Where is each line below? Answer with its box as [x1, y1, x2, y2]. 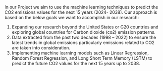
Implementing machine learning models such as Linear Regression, [11, 50, 149, 56]
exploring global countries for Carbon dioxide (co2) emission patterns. [11, 29, 156, 35]
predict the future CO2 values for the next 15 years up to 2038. [11, 61, 140, 66]
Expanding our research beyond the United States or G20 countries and [11, 24, 159, 30]
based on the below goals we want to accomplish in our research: [4, 15, 139, 20]
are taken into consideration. [11, 45, 70, 50]
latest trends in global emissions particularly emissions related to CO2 [11, 40, 155, 46]
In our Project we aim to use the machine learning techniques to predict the [4, 4, 159, 10]
